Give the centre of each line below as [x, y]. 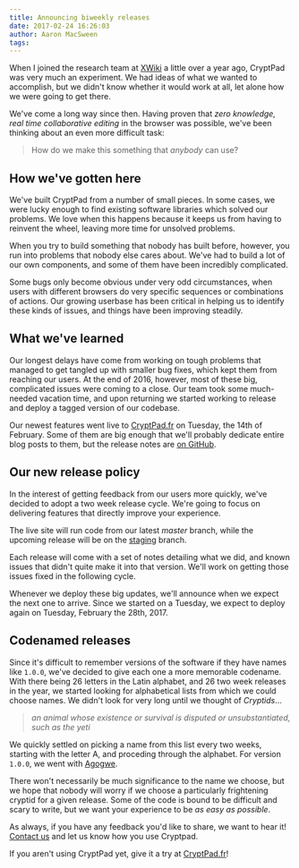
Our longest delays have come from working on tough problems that [135, 360]
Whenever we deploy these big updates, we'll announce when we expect [144, 593]
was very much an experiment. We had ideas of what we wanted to [133, 78]
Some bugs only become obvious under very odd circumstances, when [141, 282]
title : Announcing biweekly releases [80, 17]
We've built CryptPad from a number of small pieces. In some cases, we [142, 200]
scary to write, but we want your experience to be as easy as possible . [140, 809]
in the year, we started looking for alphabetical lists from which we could [143, 691]
